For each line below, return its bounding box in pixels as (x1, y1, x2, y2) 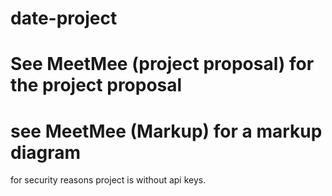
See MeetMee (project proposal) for (10, 53, 315, 76)
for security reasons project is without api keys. (10, 174, 207, 186)
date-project (10, 7, 118, 30)
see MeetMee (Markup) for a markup (10, 120, 323, 142)
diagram (10, 141, 82, 164)
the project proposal (10, 74, 183, 97)
